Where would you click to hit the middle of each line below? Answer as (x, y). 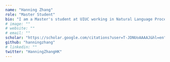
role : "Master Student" (30, 14)
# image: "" (18, 24)
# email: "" (18, 33)
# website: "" (20, 28)
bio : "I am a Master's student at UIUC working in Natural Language (79, 19)
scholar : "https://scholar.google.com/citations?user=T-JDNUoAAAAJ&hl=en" (86, 38)
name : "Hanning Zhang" (29, 10)
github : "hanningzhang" (30, 42)
